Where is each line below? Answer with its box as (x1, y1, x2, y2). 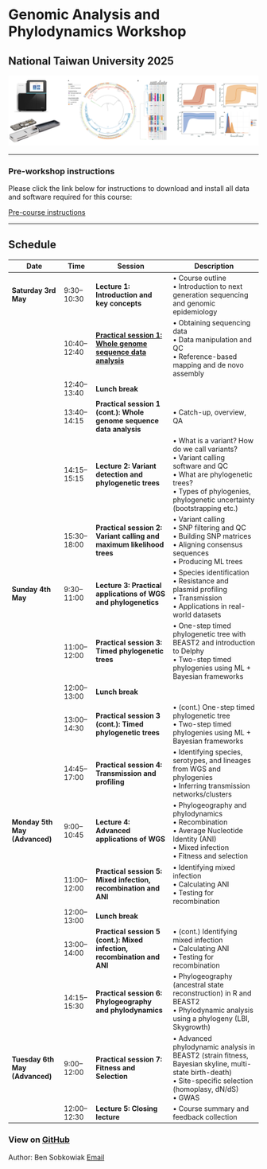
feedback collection (172, 1112, 238, 1121)
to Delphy (172, 646, 204, 656)
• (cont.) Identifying (172, 927, 238, 937)
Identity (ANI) (172, 834, 217, 844)
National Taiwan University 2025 (8, 54, 175, 68)
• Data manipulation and (172, 334, 253, 344)
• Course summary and (172, 1104, 250, 1113)
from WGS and (172, 764, 221, 773)
